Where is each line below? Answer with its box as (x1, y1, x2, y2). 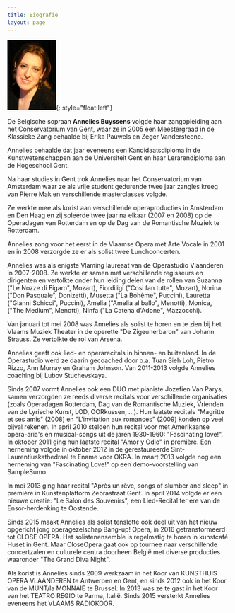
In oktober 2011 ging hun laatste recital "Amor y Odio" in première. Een (7, 437, 212, 446)
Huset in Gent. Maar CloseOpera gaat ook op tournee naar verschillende (7, 540, 217, 549)
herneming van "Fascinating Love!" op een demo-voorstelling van (7, 460, 199, 469)
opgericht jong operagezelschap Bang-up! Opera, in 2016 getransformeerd (7, 525, 226, 534)
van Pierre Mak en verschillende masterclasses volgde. (7, 190, 168, 198)
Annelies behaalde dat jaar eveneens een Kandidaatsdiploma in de (7, 146, 201, 154)
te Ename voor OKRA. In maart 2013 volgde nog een (70, 452, 222, 461)
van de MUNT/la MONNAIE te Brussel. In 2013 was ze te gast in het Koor (7, 584, 218, 592)
